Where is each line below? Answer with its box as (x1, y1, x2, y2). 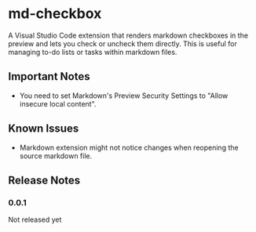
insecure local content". (19, 99, 97, 108)
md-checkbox (8, 5, 102, 23)
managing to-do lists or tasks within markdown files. (8, 47, 177, 56)
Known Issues (8, 122, 79, 136)
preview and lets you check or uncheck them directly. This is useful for (8, 38, 237, 48)
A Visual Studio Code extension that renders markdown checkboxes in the (8, 31, 249, 40)
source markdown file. (19, 150, 93, 161)
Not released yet (8, 215, 62, 224)
